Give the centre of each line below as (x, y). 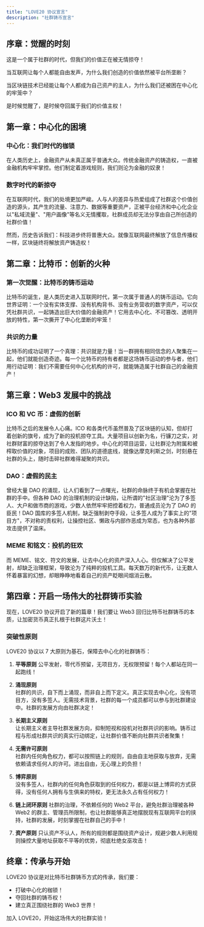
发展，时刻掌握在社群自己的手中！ (84, 820)
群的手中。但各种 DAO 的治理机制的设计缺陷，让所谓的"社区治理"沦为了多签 (101, 498)
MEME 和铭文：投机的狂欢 (45, 546)
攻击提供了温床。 (28, 528)
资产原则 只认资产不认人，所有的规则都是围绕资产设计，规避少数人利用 (104, 833)
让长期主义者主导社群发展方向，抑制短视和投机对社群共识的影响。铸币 (103, 728)
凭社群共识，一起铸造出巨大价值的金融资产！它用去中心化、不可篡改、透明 (99, 312)
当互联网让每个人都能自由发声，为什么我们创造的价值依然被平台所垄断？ (97, 72)
